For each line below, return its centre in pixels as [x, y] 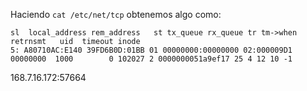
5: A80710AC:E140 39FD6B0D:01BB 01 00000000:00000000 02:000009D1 [151, 50]
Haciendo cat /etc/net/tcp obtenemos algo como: [116, 14]
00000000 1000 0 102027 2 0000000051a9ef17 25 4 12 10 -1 [151, 59]
